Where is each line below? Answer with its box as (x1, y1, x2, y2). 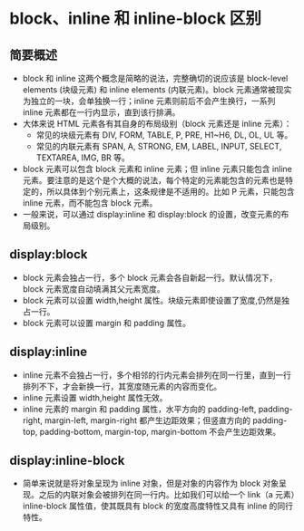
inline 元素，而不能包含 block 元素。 (22, 198, 158, 208)
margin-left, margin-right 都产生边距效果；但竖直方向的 (44, 414, 251, 426)
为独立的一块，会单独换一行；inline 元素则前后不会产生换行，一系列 (22, 96, 276, 106)
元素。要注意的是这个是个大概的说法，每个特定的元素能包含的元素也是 (22, 175, 286, 186)
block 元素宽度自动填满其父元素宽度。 (22, 283, 165, 294)
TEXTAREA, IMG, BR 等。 (35, 152, 130, 163)
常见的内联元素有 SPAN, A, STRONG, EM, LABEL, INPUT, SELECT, (35, 141, 282, 151)
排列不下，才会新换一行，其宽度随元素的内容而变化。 (22, 381, 222, 391)
